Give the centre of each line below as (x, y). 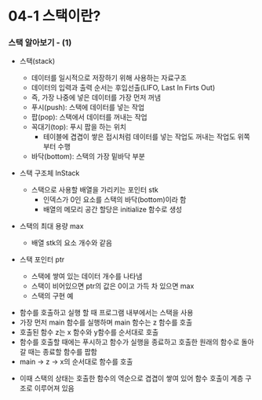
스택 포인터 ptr (42, 259)
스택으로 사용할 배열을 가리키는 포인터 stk (95, 190)
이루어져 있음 (54, 388)
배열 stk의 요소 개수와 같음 (71, 243)
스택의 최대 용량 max (51, 226)
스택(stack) (37, 61)
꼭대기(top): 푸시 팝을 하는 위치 (79, 127)
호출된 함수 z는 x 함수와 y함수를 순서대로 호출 (89, 332)
